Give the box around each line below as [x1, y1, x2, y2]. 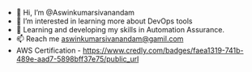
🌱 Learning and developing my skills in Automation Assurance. [15, 25, 225, 34]
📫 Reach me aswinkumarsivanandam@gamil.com [15, 34, 184, 44]
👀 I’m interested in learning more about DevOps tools [15, 16, 193, 26]
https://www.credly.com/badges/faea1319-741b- [82, 45, 245, 55]
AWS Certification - [15, 45, 81, 55]
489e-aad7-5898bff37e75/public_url [15, 54, 139, 64]
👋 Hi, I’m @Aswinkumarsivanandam [15, 8, 135, 17]
